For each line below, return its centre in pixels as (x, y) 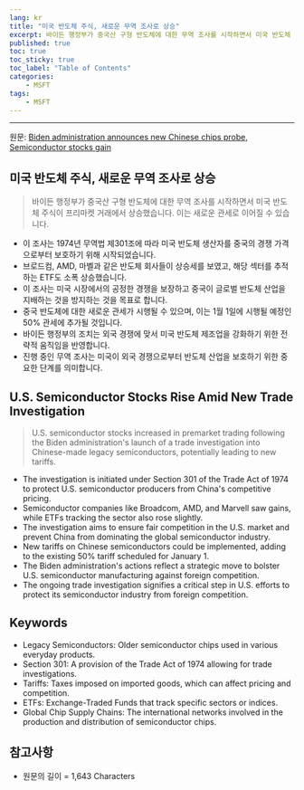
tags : (19, 93)
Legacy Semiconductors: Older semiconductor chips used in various (150, 644)
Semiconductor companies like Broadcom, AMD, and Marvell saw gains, (157, 508)
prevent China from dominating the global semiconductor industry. (147, 537)
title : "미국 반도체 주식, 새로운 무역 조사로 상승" (95, 26)
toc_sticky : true (42, 60)
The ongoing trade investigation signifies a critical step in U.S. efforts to (156, 585)
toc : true (28, 52)
